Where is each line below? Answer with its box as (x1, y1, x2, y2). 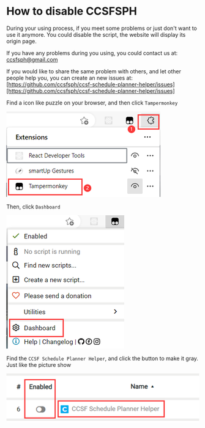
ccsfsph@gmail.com (6, 56, 58, 63)
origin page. (6, 37, 37, 45)
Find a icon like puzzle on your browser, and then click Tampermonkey (6, 99, 178, 106)
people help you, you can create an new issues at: (6, 74, 133, 81)
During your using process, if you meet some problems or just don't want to (6, 24, 197, 32)
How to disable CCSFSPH (6, 4, 138, 18)
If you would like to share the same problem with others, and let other (6, 67, 182, 75)
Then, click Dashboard (6, 203, 61, 210)
